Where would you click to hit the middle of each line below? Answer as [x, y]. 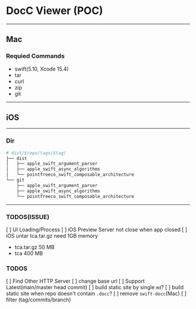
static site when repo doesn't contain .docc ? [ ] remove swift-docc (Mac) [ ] [96, 294]
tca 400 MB [29, 253]
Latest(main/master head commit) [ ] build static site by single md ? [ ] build [95, 287]
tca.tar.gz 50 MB [34, 247]
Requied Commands [36, 56]
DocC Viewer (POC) [55, 11]
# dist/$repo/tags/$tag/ [36, 153]
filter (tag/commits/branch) [38, 300]
